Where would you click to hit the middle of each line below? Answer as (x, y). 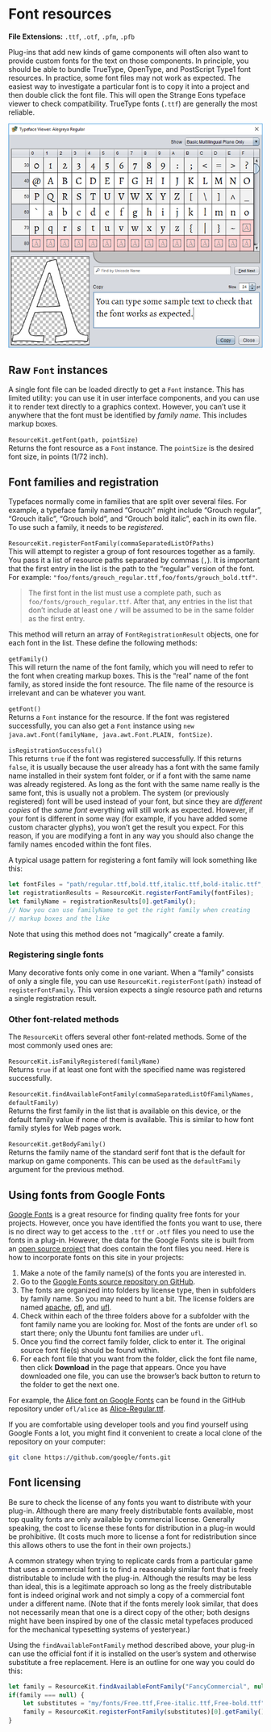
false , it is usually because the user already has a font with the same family (134, 767)
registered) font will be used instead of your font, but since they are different (135, 801)
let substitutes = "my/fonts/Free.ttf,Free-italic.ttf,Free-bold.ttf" (144, 1704)
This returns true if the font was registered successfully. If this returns (125, 759)
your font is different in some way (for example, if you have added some (128, 819)
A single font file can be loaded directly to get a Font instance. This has (126, 389)
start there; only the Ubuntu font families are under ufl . (112, 1333)
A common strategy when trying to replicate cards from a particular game (131, 1561)
